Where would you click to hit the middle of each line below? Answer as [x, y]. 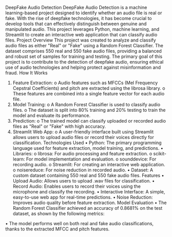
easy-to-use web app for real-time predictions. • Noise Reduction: [83, 197]
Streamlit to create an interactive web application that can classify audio [81, 35]
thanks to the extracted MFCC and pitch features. [58, 229]
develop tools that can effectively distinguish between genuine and [76, 24]
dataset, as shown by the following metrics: [59, 213]
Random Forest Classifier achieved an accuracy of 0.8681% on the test [88, 208]
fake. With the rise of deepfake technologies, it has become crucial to [79, 18]
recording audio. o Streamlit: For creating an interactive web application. [89, 164]
